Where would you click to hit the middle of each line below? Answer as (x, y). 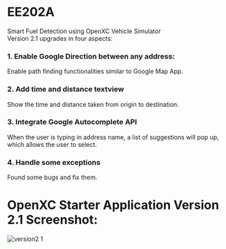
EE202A (31, 12)
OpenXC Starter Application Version (113, 205)
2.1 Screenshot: (53, 220)
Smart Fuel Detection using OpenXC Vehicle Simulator (84, 31)
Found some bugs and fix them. (53, 177)
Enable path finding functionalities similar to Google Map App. (95, 71)
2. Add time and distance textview (66, 89)
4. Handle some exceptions (54, 162)
